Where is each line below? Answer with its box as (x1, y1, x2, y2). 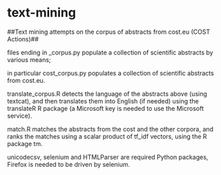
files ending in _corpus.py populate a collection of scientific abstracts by (7, 48, 213, 56)
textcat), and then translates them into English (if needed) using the (7, 96, 199, 105)
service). (7, 112, 32, 120)
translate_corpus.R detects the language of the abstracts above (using (7, 90, 207, 98)
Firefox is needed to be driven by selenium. (7, 160, 131, 168)
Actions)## (7, 34, 39, 43)
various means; (7, 55, 51, 63)
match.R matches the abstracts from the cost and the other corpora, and (7, 125, 214, 133)
